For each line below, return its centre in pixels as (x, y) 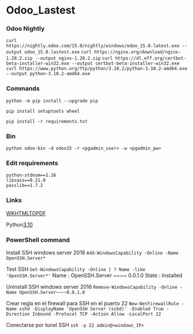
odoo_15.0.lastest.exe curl (58, 52)
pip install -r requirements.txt (47, 121)
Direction (18, 314)
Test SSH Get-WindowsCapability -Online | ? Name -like (76, 269)
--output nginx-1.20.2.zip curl (74, 59)
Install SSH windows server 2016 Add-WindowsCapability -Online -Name (92, 252)
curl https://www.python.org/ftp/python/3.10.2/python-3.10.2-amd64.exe (97, 69)
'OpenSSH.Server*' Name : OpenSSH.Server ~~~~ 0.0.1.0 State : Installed (94, 275)
